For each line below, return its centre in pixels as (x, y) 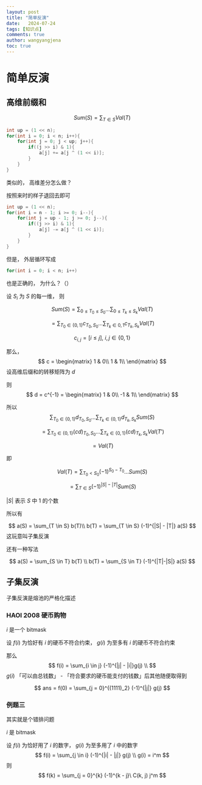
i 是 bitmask (21, 733)
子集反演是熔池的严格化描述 (41, 598)
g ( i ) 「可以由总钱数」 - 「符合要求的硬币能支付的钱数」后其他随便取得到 (97, 676)
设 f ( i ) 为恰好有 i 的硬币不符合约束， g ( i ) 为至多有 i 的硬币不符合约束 (91, 642)
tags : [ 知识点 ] (24, 29)
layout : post (23, 12)
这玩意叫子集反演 (28, 536)
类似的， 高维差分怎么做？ (39, 182)
